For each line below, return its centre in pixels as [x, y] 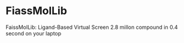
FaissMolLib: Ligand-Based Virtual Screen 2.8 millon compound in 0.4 [92, 27]
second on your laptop [34, 33]
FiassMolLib [36, 11]
